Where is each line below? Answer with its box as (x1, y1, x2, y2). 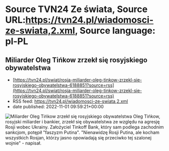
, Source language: (75, 25, 155, 36)
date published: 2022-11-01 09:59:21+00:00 (12, 104, 104, 109)
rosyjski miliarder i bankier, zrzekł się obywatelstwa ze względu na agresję (5, 119, 160, 124)
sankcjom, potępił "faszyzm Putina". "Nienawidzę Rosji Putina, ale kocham (5, 129, 160, 135)
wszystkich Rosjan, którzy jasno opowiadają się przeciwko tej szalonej (5, 135, 152, 140)
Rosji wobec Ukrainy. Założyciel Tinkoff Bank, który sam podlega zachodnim (5, 124, 164, 130)
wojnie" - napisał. (5, 140, 42, 146)
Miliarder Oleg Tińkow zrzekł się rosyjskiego (5, 55, 148, 64)
